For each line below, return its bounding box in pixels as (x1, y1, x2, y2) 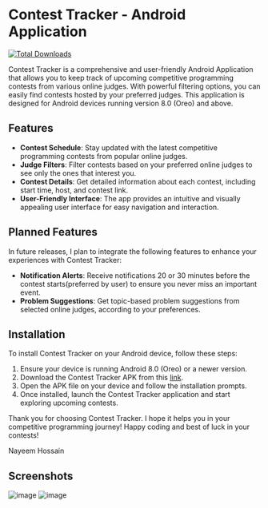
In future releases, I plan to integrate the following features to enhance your (8, 246, 258, 256)
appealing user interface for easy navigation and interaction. (19, 202, 219, 212)
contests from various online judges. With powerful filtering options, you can (8, 81, 262, 91)
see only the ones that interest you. (19, 168, 137, 177)
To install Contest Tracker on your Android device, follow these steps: (8, 349, 238, 359)
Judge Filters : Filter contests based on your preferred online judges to (19, 160, 253, 169)
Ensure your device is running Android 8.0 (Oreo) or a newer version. (19, 364, 248, 374)
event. (19, 288, 42, 297)
